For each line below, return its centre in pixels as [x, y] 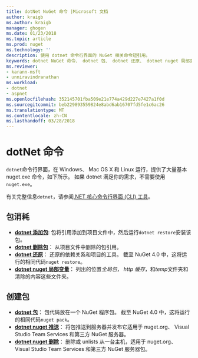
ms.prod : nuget [25, 45]
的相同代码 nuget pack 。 [43, 319]
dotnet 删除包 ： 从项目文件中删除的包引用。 [68, 247]
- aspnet [17, 94]
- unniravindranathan [33, 77]
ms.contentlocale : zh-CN [37, 115]
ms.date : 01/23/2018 [32, 34]
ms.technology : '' [29, 50]
